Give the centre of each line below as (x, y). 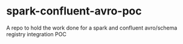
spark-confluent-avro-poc (74, 11)
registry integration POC (36, 34)
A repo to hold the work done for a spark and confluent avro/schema (92, 28)
